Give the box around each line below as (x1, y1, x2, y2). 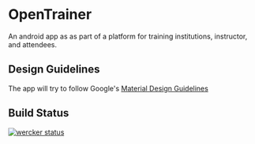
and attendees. (8, 39, 58, 49)
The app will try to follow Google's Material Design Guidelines (8, 83, 209, 93)
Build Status (8, 106, 69, 120)
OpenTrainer (8, 6, 92, 24)
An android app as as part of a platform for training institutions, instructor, (8, 31, 248, 41)
